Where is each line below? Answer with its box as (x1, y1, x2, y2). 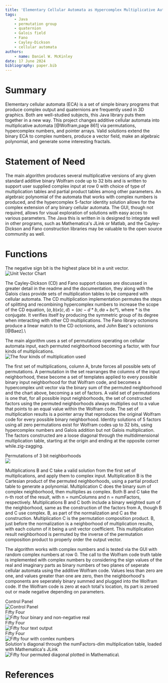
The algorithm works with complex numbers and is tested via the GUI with (5, 546, 157, 552)
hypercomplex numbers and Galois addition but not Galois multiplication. (5, 427, 155, 433)
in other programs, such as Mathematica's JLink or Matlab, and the (5, 221, 143, 226)
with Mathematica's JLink (5, 646, 58, 652)
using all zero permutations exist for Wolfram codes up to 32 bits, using (5, 421, 152, 428)
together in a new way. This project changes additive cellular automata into (5, 117, 160, 123)
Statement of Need (5, 156, 85, 168)
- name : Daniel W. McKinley (14, 54, 72, 59)
